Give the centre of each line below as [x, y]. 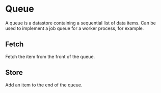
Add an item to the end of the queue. [44, 85]
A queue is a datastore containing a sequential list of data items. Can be [81, 23]
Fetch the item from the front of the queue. [50, 56]
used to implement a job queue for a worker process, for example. [75, 28]
